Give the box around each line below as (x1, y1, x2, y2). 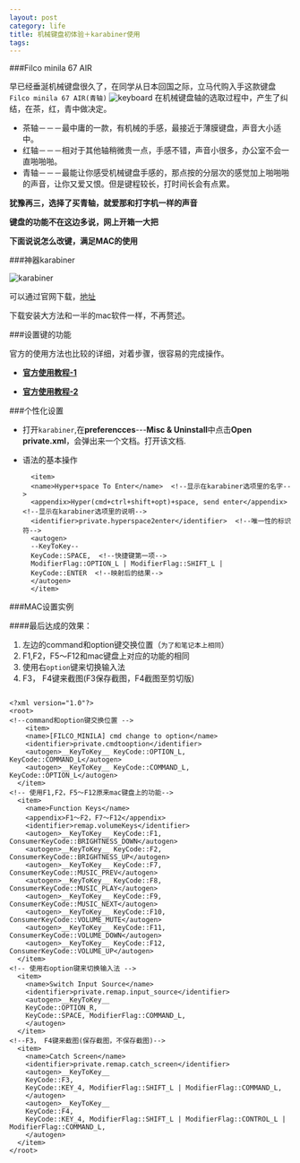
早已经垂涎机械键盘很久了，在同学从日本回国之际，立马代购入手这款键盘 (9, 82, 276, 92)
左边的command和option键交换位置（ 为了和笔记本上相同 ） (21, 640, 230, 650)
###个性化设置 (9, 405, 64, 417)
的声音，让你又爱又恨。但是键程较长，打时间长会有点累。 (21, 178, 235, 189)
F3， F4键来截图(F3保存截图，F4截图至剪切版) (21, 673, 195, 684)
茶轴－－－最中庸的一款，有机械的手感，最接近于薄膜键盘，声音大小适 (21, 123, 282, 134)
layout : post (9, 13, 58, 22)
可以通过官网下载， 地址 (9, 291, 96, 302)
